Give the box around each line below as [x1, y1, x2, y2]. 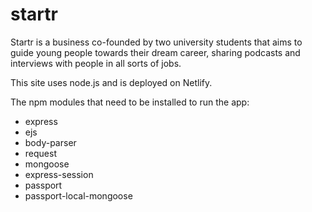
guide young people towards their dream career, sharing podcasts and [10, 46, 301, 58]
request [24, 147, 57, 159]
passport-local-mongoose [24, 189, 133, 202]
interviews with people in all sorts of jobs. [10, 57, 182, 69]
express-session [24, 168, 94, 180]
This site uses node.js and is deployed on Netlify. [10, 76, 213, 88]
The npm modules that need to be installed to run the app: [10, 96, 250, 108]
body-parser [24, 136, 77, 148]
